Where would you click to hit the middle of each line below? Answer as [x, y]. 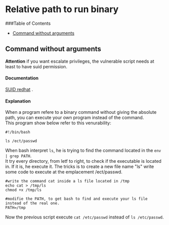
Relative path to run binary [62, 9]
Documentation [22, 78]
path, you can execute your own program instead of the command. [75, 118]
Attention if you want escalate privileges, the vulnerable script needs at [80, 61]
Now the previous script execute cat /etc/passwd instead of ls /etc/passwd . [84, 217]
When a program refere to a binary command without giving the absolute [81, 112]
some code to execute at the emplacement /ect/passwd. [64, 172]
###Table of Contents [28, 23]
